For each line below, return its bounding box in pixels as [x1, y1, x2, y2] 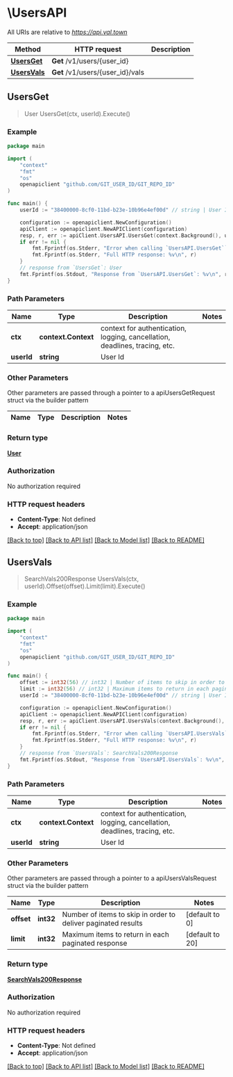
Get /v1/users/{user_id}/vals [51, 67, 144, 77]
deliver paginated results [62, 918, 144, 928]
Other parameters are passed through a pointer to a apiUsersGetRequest [7, 389, 216, 397]
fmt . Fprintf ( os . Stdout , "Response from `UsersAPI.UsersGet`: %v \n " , [19, 270, 222, 277]
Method [15, 44, 42, 54]
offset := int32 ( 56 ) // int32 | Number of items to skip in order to [19, 679, 225, 686]
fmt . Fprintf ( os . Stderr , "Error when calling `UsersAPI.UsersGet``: [32, 245, 231, 252]
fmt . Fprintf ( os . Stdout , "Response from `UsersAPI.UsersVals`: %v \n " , [19, 756, 225, 763]
